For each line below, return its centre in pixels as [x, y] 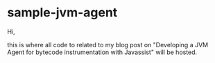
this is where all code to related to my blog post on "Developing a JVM [108, 45]
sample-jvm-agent [62, 13]
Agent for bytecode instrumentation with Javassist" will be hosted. [102, 52]
